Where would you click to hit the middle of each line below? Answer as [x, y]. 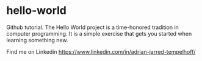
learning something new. [37, 40]
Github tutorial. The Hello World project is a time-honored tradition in [92, 27]
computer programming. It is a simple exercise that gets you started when [99, 33]
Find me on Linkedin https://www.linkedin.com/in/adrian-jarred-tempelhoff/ [101, 51]
